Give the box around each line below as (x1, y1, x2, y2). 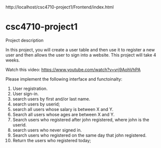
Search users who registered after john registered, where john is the (12, 117, 150, 123)
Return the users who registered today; (12, 137, 91, 143)
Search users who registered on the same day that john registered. (12, 132, 147, 138)
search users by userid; (12, 101, 60, 107)
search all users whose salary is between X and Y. (12, 106, 114, 112)
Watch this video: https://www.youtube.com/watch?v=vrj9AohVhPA (5, 66, 141, 72)
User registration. (12, 85, 48, 91)
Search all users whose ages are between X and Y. (12, 111, 115, 117)
